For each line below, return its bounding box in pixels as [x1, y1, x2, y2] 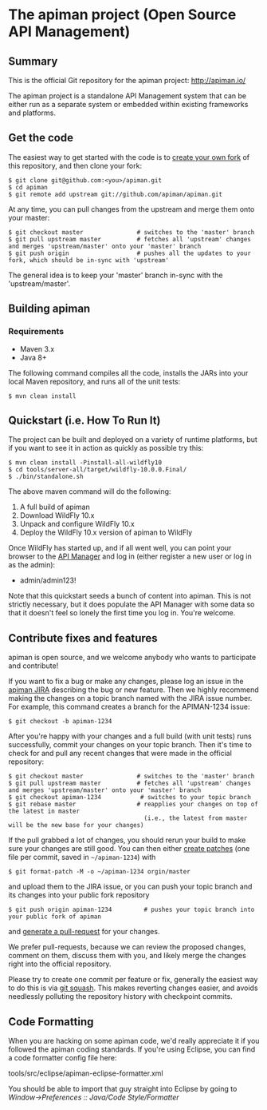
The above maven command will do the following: [8, 487, 171, 496]
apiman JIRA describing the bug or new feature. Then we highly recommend [8, 685, 259, 694]
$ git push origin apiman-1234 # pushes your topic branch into [8, 905, 255, 914]
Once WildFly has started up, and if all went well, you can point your [8, 543, 232, 553]
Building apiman [8, 302, 91, 316]
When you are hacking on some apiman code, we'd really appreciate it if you [8, 1036, 260, 1045]
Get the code [8, 131, 74, 145]
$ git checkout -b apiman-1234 [8, 718, 112, 726]
